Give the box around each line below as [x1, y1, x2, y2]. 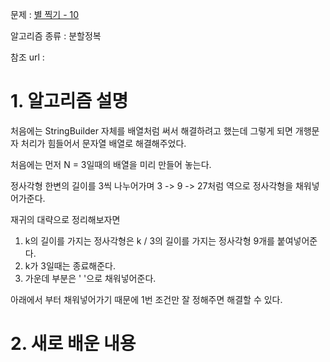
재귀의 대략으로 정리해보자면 [10, 213, 121, 225]
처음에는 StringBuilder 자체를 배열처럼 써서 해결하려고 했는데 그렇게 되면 [10, 124, 293, 137]
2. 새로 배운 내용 [10, 333, 137, 355]
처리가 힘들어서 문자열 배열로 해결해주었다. [20, 137, 187, 149]
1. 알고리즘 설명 [10, 90, 129, 113]
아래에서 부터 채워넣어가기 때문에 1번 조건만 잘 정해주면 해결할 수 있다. [10, 293, 283, 305]
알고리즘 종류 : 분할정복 [10, 30, 102, 42]
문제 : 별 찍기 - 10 [10, 9, 80, 20]
